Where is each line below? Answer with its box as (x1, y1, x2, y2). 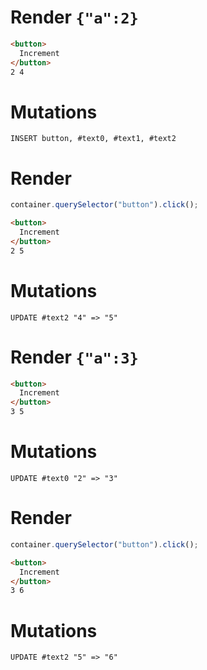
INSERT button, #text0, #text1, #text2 (10, 134, 177, 144)
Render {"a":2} (10, 6, 139, 29)
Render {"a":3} (10, 346, 139, 368)
